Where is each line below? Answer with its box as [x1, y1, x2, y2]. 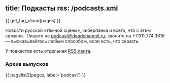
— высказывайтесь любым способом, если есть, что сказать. [5, 38, 140, 44]
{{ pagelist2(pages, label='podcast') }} [5, 72, 86, 78]
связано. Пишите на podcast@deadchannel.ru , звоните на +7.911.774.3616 [5, 32, 165, 38]
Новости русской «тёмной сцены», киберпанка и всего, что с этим [5, 27, 151, 33]
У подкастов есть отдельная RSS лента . [5, 48, 92, 54]
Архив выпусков [5, 60, 49, 67]
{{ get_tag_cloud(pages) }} [5, 17, 61, 23]
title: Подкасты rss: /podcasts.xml [5, 4, 118, 13]
